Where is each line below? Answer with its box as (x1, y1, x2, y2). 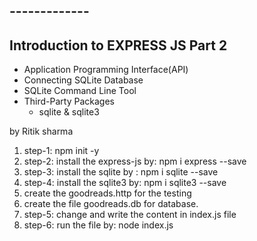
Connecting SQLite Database (23, 74, 144, 86)
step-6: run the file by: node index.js (23, 219, 174, 231)
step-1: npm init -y (23, 145, 100, 157)
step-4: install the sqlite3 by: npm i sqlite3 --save (23, 177, 227, 189)
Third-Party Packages (23, 95, 115, 108)
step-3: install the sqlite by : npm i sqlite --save (23, 166, 219, 178)
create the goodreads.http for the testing (23, 187, 192, 199)
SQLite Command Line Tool (23, 85, 137, 97)
